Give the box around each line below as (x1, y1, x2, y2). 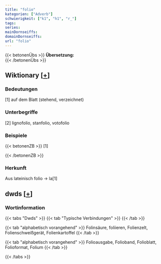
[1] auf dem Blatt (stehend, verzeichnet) (5, 97, 84, 102)
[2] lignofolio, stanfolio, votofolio (5, 120, 70, 126)
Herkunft (5, 165, 27, 171)
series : (5, 25, 21, 30)
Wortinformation (5, 204, 45, 211)
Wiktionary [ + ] (5, 71, 50, 80)
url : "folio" (5, 39, 31, 44)
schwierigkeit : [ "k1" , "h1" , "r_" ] (5, 16, 77, 21)
